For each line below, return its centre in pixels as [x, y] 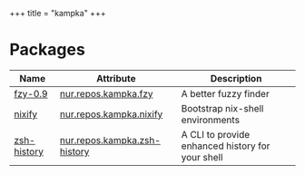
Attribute [116, 78]
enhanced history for [226, 146]
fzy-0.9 [31, 93]
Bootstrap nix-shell [222, 108]
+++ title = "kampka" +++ [58, 13]
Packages [48, 50]
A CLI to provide [216, 134]
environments [211, 120]
